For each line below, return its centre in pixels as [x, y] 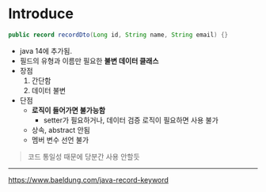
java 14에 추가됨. [46, 51]
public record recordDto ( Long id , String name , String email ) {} [118, 35]
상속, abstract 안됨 [61, 130]
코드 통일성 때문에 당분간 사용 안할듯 [84, 156]
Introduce [41, 14]
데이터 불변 [48, 90]
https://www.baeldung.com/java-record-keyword [88, 179]
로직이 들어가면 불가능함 [68, 110]
